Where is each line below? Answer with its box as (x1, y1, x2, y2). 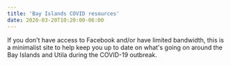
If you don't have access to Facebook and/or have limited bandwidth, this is (7, 35, 224, 44)
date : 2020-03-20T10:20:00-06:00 (7, 17, 104, 24)
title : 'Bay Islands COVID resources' (7, 10, 120, 17)
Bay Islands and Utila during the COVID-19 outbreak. (7, 50, 158, 59)
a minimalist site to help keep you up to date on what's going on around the (7, 43, 223, 51)
